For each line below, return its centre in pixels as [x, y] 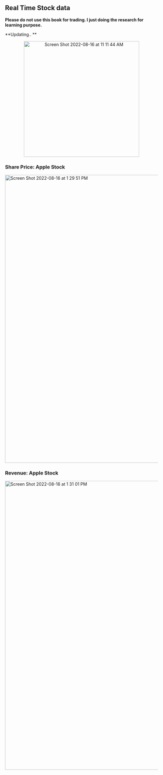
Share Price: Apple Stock [35, 167]
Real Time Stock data [38, 8]
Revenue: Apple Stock [32, 473]
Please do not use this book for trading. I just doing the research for [74, 19]
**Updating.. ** [21, 34]
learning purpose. [24, 25]
